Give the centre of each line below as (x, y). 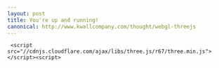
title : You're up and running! (53, 20)
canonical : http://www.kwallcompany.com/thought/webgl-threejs (102, 26)
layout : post (26, 14)
